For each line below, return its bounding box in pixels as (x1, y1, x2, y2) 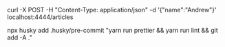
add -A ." (7, 33, 32, 42)
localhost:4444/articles (7, 13, 74, 21)
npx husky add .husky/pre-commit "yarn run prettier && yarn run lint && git (7, 27, 218, 34)
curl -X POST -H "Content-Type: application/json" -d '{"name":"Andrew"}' (7, 6, 217, 14)
